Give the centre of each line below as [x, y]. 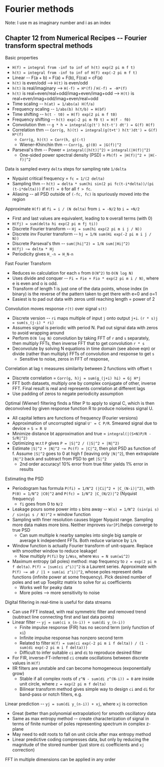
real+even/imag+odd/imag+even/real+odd [55, 98]
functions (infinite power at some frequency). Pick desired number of [82, 577]
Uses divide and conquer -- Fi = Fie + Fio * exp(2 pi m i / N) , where [85, 278]
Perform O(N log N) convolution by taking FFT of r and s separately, [81, 338]
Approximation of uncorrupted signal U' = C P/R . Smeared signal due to [85, 423]
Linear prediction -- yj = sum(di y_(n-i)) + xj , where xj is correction [76, 704]
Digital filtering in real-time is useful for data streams [58, 602]
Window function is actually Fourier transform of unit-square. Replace [82, 545]
